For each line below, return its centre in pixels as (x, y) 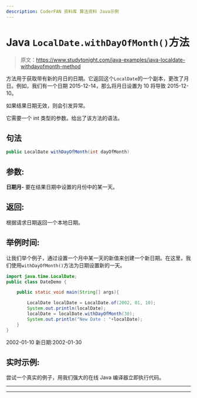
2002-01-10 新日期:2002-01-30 (44, 342)
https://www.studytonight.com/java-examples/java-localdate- (111, 60)
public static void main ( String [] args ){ (68, 292)
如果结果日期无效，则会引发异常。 (47, 106)
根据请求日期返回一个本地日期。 (45, 222)
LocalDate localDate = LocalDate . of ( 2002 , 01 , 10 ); (92, 303)
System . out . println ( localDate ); (67, 308)
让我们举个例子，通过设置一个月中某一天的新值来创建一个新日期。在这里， (96, 258)
